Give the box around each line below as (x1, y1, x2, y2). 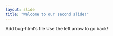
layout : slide (5, 7, 35, 12)
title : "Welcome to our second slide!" (5, 12, 89, 17)
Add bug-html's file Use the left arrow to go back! (5, 25, 108, 31)
